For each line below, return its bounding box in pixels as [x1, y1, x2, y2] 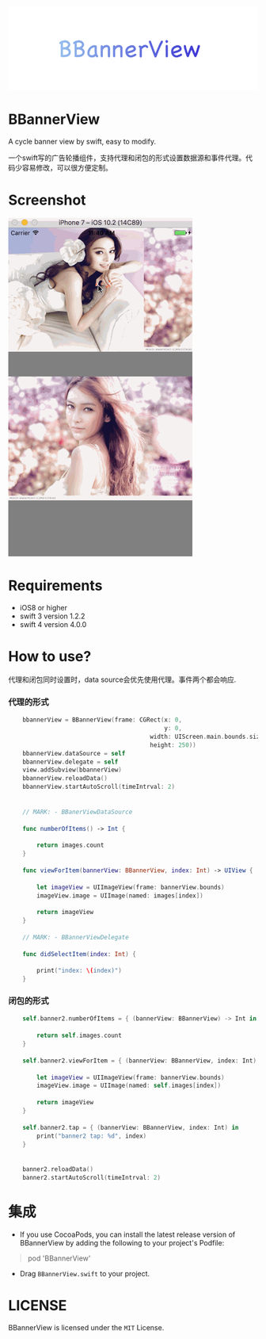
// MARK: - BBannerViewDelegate [22, 933, 129, 941]
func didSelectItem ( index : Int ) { [22, 950, 136, 958]
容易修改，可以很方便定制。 [21, 163, 112, 173]
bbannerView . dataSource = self [22, 749, 126, 757]
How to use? [8, 648, 92, 666]
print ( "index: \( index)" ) [36, 966, 123, 975]
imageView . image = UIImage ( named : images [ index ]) [36, 891, 203, 900]
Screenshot [8, 191, 86, 209]
